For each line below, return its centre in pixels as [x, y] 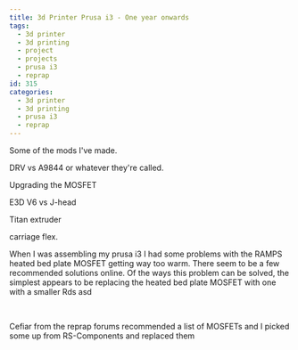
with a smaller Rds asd [50, 292]
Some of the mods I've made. [63, 151]
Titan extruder [36, 220]
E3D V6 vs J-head [43, 202]
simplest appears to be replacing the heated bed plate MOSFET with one [143, 282]
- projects [37, 59]
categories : [31, 92]
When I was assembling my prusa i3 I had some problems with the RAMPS [146, 254]
